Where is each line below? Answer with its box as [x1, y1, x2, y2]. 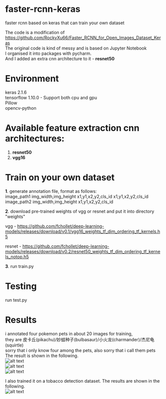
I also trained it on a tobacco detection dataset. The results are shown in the [5, 378, 160, 384]
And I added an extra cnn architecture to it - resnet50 [5, 55, 115, 61]
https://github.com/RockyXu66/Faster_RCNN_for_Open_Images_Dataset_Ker [5, 35, 162, 41]
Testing [5, 280, 37, 292]
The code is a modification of [5, 29, 65, 35]
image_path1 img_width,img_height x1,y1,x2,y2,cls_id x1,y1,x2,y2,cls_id [5, 193, 149, 199]
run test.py [5, 297, 27, 303]
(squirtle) [5, 342, 24, 348]
